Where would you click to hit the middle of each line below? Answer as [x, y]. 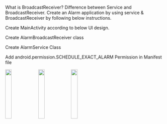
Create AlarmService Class [33, 47]
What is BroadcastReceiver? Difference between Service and [68, 7]
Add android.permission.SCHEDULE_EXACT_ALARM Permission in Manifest [83, 57]
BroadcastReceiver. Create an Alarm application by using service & [75, 13]
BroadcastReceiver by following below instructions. [58, 18]
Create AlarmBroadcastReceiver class [45, 38]
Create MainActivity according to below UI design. [57, 28]
